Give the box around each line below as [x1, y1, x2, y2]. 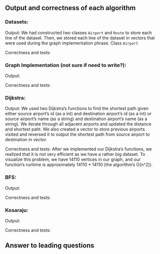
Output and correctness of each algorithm [5, 4, 136, 12]
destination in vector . [5, 137, 47, 143]
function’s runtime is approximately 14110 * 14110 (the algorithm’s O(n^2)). [5, 162, 153, 168]
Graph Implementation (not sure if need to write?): [5, 62, 127, 68]
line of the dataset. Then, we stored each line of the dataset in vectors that [5, 35, 155, 41]
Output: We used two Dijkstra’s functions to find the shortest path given [5, 106, 149, 111]
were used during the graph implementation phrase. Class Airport [5, 40, 139, 46]
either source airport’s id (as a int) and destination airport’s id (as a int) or [5, 111, 152, 117]
